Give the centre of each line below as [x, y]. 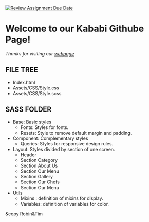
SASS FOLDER [29, 110]
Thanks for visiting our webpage [40, 53]
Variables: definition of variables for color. [65, 203]
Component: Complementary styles [50, 138]
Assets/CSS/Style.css [36, 88]
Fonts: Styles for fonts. [44, 127]
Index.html [24, 82]
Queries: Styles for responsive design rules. [67, 143]
